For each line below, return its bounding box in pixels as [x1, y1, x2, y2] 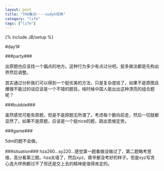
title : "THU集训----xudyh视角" [5, 12, 66, 17]
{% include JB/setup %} [5, 34, 54, 40]
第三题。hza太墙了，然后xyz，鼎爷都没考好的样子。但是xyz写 [26, 155, 151, 161]
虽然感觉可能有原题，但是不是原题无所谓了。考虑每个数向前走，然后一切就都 [5, 112, 159, 118]
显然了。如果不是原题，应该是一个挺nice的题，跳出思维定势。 [5, 118, 129, 124]
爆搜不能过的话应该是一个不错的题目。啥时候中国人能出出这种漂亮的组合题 [5, 86, 155, 92]
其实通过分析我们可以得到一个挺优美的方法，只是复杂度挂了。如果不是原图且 [5, 80, 159, 86]
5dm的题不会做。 [5, 138, 40, 144]
